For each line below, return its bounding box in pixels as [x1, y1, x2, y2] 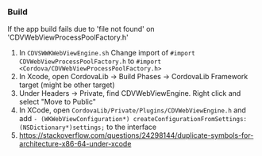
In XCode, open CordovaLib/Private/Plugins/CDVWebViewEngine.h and [18, 105, 247, 115]
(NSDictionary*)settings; [18, 124, 105, 132]
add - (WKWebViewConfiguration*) [18, 114, 130, 124]
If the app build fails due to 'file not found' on [7, 25, 156, 34]
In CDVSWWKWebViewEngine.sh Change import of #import [18, 48, 195, 58]
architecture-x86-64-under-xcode [18, 139, 132, 149]
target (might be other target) [18, 80, 116, 89]
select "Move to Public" [18, 97, 97, 107]
